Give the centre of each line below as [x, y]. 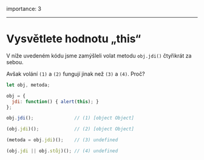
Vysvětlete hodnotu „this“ [74, 39]
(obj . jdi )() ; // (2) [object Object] [70, 129]
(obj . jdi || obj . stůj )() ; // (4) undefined [62, 151]
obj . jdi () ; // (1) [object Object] [70, 118]
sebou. [15, 62]
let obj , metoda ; [28, 85]
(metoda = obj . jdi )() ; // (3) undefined [62, 140]
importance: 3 [24, 9]
